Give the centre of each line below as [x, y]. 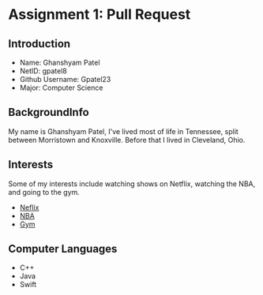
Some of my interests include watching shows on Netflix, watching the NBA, [132, 184]
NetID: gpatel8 [43, 71]
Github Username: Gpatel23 [65, 79]
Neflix [29, 207]
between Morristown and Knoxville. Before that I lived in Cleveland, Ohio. [127, 140]
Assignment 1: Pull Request [100, 15]
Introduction [39, 44]
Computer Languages [63, 249]
